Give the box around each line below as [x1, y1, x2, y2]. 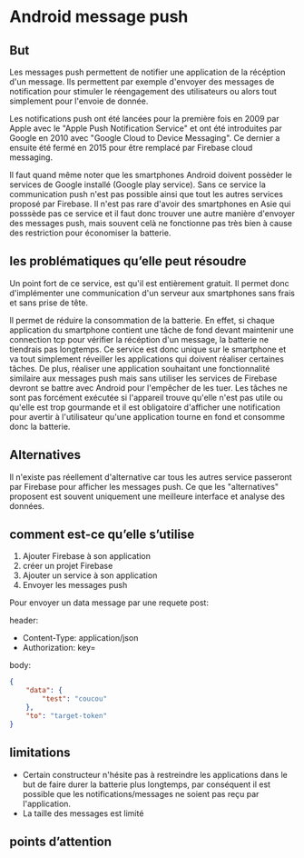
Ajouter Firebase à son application [22, 551, 152, 562]
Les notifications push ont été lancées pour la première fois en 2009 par [9, 114, 279, 124]
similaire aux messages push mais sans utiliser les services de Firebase [9, 373, 278, 384]
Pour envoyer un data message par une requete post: [9, 597, 209, 608]
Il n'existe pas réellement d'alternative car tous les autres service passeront [9, 471, 292, 483]
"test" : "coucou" [42, 694, 107, 703]
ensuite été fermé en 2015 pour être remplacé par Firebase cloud [9, 143, 253, 153]
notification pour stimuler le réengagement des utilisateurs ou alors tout [9, 86, 277, 96]
